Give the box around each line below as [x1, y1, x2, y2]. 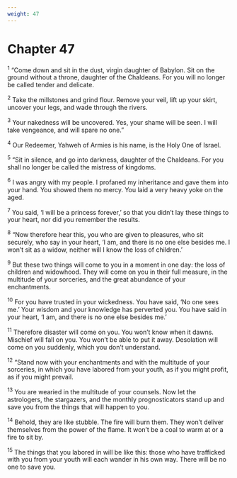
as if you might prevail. [7, 373, 74, 382]
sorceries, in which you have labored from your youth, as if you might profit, [7, 365, 229, 374]
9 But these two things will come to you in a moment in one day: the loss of [7, 259, 226, 269]
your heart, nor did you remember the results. [7, 216, 140, 224]
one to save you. [7, 462, 56, 472]
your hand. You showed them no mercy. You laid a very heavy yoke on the [7, 185, 224, 194]
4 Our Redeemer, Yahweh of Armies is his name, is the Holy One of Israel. [7, 139, 221, 149]
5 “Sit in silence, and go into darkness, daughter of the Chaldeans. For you [7, 154, 224, 164]
